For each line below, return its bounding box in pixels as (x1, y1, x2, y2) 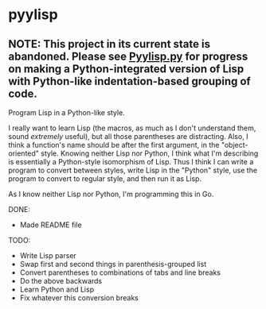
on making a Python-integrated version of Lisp (8, 62, 244, 75)
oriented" (8, 149, 40, 158)
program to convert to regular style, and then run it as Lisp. (8, 174, 201, 183)
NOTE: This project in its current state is (8, 37, 211, 51)
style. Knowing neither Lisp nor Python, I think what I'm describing (41, 149, 259, 158)
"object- (221, 141, 248, 149)
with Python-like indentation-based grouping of (8, 74, 251, 88)
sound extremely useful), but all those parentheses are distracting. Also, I (8, 132, 248, 141)
